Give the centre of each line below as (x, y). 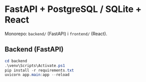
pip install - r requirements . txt (39, 70)
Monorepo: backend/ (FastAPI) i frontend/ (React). (56, 33)
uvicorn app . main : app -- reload (37, 75)
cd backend (16, 61)
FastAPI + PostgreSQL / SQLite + (73, 9)
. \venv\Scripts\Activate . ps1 (35, 65)
